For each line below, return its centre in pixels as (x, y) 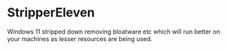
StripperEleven (51, 13)
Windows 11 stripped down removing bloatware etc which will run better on (114, 32)
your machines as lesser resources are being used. (80, 38)
